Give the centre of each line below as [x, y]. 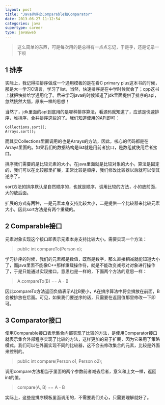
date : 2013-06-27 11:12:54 [33, 19]
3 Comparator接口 [33, 320]
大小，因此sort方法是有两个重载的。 [41, 209]
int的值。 [14, 378]
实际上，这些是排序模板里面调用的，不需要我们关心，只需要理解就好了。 [78, 398]
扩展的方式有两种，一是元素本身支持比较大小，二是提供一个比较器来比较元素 [82, 203]
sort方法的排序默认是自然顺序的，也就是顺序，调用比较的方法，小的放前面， [82, 187]
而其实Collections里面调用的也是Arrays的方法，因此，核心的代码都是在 [77, 141]
